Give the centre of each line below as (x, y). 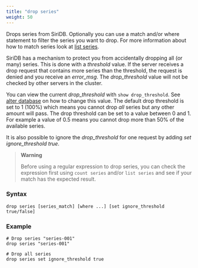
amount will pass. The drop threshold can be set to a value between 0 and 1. (99, 113)
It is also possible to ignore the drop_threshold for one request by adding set (99, 137)
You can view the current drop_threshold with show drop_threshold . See (93, 94)
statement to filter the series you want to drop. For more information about (96, 40)
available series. (26, 126)
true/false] (21, 211)
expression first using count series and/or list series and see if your (106, 172)
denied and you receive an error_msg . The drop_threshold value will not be (97, 77)
